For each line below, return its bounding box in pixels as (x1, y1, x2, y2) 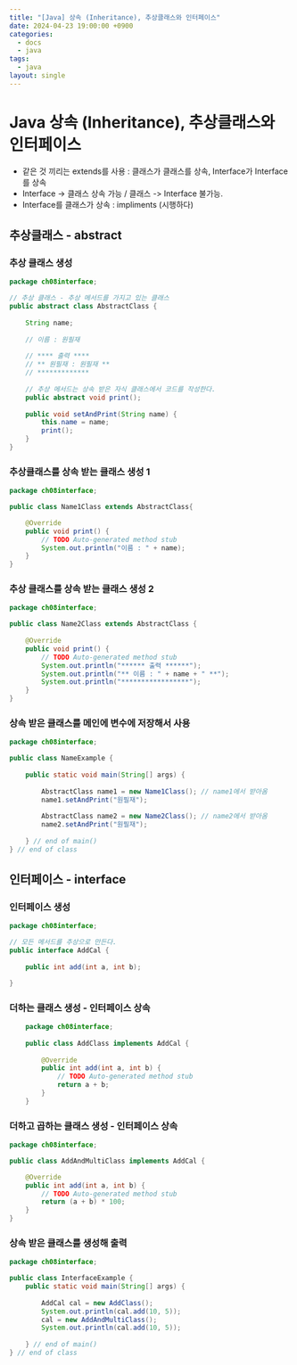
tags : (9, 54, 29, 63)
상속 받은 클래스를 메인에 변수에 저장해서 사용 (9, 717, 191, 729)
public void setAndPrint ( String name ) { (25, 409, 177, 419)
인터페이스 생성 (9, 901, 71, 914)
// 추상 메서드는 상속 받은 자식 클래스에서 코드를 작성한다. (25, 384, 216, 393)
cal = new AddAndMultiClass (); (41, 1315, 158, 1324)
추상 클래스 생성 (9, 257, 73, 268)
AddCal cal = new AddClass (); (41, 1298, 153, 1307)
